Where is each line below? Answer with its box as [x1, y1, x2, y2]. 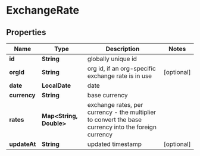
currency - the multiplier [87, 108, 157, 116]
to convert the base [87, 116, 142, 123]
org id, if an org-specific [87, 65, 156, 72]
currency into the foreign [87, 123, 157, 131]
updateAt [9, 140, 36, 148]
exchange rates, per [87, 101, 143, 109]
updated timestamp [87, 140, 142, 148]
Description [105, 45, 140, 53]
